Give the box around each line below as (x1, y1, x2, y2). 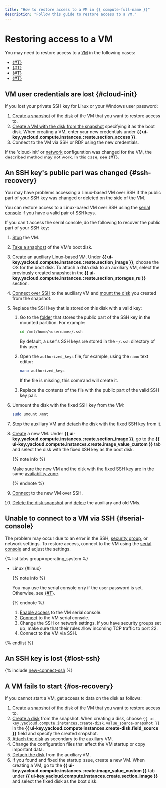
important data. (12, 746, 44, 753)
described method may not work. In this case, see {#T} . (5, 154, 119, 160)
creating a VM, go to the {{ (12, 762, 68, 768)
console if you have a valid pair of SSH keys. (5, 210, 96, 216)
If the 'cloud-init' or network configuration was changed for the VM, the (5, 149, 152, 155)
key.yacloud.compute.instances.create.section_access (12, 134, 131, 140)
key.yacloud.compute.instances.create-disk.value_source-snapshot (12, 721, 153, 726)
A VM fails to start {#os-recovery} (5, 682, 113, 690)
